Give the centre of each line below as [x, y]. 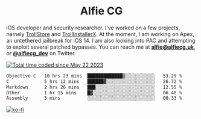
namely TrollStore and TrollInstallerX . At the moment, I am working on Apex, [100, 34]
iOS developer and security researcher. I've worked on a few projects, [93, 28]
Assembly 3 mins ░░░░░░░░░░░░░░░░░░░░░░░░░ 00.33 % [94, 98]
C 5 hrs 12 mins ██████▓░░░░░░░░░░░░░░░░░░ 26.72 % [94, 81]
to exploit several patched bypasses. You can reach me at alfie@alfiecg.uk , [101, 47]
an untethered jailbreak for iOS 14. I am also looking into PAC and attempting [101, 40]
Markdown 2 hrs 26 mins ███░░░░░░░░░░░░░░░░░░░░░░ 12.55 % [94, 87]
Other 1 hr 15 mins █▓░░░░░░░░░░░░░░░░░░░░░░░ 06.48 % [94, 93]
